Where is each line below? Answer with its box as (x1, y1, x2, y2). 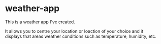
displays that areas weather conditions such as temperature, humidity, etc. (5, 33, 157, 39)
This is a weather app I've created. (5, 19, 75, 25)
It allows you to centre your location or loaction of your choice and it (5, 28, 144, 34)
